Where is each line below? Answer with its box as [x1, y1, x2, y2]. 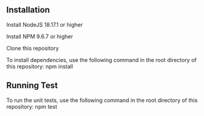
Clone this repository [6, 44, 59, 52]
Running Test [6, 80, 58, 90]
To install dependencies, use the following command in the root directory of [6, 56, 197, 63]
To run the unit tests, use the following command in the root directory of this [6, 97, 198, 104]
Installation [6, 5, 50, 15]
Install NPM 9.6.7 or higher [6, 33, 73, 40]
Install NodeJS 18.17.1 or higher [6, 21, 83, 28]
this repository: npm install [6, 63, 73, 70]
